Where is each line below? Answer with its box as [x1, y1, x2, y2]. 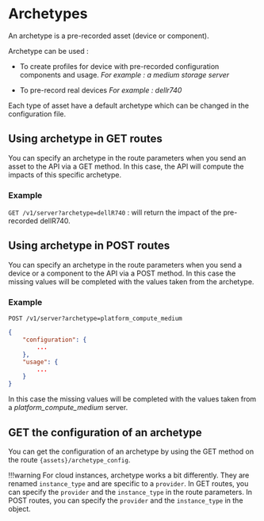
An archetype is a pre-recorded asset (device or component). [8, 31, 209, 40]
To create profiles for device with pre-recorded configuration [19, 61, 220, 71]
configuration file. [8, 108, 66, 119]
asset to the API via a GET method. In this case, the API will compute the [8, 162, 244, 171]
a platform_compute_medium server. [8, 403, 128, 413]
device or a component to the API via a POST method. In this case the [8, 268, 236, 278]
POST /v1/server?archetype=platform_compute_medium [8, 314, 182, 323]
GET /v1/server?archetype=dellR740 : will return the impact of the [8, 207, 222, 218]
